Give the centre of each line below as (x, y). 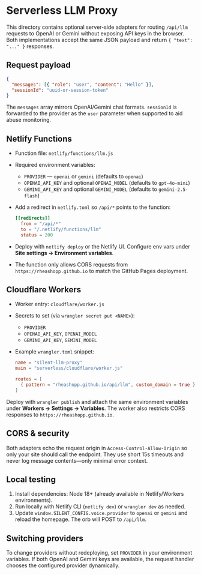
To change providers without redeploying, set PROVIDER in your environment (99, 553)
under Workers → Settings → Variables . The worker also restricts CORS (96, 408)
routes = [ (28, 379)
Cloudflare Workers (44, 290)
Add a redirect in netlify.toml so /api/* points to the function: (93, 207)
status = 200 (37, 235)
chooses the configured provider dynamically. (63, 565)
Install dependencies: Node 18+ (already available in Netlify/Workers (99, 494)
